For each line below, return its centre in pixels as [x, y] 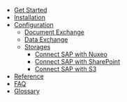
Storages [37, 47]
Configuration [33, 25]
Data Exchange [46, 40]
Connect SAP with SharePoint [77, 61]
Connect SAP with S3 [66, 69]
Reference [29, 76]
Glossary [27, 91]
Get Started [30, 10]
